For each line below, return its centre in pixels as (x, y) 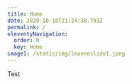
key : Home (28, 47)
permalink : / (27, 27)
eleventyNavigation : (38, 34)
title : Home (25, 14)
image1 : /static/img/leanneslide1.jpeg (66, 54)
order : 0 (27, 41)
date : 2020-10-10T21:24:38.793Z (55, 21)
